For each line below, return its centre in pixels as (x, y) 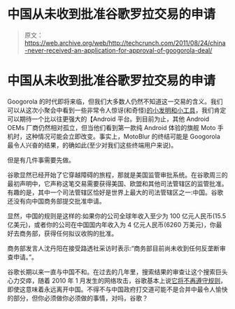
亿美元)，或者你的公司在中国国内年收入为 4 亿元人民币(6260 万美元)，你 (112, 224)
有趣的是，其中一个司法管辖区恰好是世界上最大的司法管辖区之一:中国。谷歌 (115, 192)
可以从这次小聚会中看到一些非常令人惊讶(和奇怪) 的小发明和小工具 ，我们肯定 (117, 110)
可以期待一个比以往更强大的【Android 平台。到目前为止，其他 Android (108, 119)
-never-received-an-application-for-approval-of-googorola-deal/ (118, 50)
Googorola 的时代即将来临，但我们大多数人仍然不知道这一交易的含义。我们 (115, 101)
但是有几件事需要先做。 (41, 160)
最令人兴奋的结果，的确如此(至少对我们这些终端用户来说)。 (92, 145)
